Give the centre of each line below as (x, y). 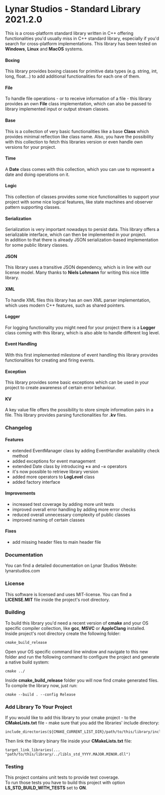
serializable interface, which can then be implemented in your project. (76, 234)
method (20, 456)
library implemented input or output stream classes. (57, 109)
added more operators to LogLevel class (53, 477)
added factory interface (36, 482)
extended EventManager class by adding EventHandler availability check (86, 450)
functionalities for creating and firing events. (50, 360)
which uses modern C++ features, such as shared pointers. (65, 305)
